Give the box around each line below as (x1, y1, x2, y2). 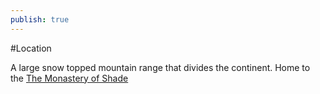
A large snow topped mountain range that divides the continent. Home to (10, 61, 311, 73)
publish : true (10, 14, 70, 25)
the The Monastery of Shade (10, 72, 129, 84)
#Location (10, 42, 52, 54)
